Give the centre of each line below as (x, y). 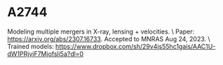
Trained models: (31, 46)
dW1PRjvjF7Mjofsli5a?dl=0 (46, 54)
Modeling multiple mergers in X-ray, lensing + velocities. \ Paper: (101, 31)
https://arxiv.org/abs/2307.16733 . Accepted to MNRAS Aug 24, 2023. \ (109, 38)
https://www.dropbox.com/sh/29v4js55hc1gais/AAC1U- (135, 46)
